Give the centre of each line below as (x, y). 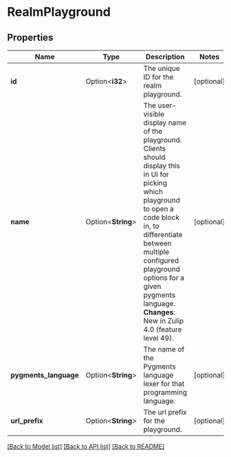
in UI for (156, 174)
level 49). (158, 338)
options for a (164, 278)
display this (162, 166)
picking (155, 183)
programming (165, 392)
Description (165, 57)
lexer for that (164, 384)
